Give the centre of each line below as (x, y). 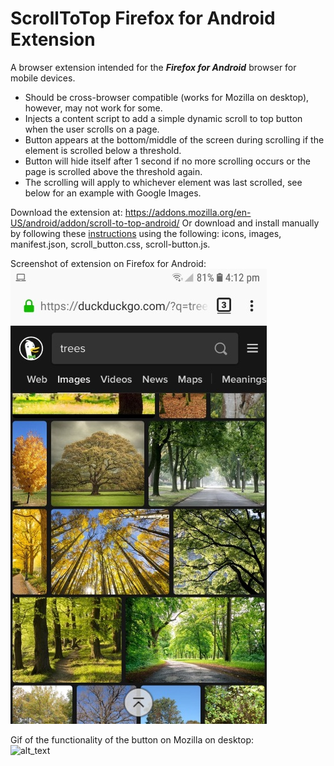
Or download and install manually (250, 223)
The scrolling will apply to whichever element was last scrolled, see (163, 182)
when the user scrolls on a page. (92, 129)
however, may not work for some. (93, 108)
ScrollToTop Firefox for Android (143, 18)
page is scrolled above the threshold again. (113, 171)
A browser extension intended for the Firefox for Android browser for (153, 67)
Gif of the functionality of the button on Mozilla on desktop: (132, 739)
